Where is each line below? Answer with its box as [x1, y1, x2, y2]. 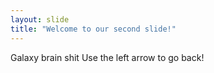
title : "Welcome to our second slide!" [10, 24, 177, 34]
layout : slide [10, 14, 70, 25]
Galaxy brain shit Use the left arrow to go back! [10, 51, 205, 63]
